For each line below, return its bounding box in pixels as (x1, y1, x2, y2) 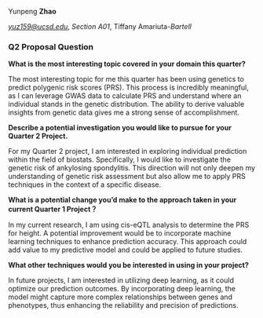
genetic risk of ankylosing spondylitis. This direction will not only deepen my (8, 163, 256, 173)
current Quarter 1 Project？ (8, 204, 98, 214)
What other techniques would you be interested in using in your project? (8, 261, 250, 270)
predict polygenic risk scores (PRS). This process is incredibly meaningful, (8, 82, 249, 93)
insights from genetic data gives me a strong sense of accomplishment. (8, 108, 239, 117)
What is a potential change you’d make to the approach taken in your (8, 196, 237, 205)
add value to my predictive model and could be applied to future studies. (8, 245, 243, 254)
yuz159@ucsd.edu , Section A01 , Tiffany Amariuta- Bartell (8, 22, 192, 31)
